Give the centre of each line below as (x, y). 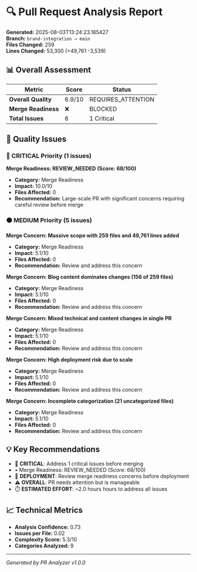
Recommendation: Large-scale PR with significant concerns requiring (99, 199)
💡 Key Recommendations (53, 450)
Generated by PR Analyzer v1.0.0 (46, 563)
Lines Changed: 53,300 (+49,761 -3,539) (56, 50)
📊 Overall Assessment (49, 70)
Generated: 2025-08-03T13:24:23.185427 (57, 32)
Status (122, 89)
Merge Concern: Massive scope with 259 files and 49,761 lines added (93, 235)
